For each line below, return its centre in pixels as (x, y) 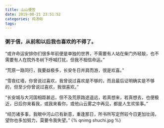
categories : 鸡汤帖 (24, 19)
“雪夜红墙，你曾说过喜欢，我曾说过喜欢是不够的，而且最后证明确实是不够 (80, 81)
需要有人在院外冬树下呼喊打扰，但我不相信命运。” (55, 59)
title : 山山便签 (20, 10)
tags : (11, 23)
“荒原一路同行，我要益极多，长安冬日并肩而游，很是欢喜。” (65, 70)
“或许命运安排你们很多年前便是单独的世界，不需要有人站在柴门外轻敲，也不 (82, 53)
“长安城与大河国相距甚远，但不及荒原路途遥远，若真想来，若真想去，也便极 (82, 97)
